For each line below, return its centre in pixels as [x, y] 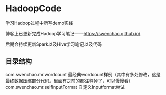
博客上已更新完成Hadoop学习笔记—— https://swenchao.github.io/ [73, 33]
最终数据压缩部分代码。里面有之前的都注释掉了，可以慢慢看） [69, 81]
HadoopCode [33, 9]
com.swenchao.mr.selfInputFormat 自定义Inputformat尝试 [65, 87]
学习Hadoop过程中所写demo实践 [39, 23]
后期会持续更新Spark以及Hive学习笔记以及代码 [54, 44]
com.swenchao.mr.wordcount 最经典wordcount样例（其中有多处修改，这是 [83, 74]
